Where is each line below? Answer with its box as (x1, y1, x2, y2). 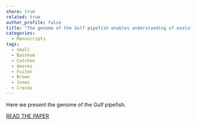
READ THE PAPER (6, 112, 49, 119)
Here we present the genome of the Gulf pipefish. (6, 101, 126, 108)
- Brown (11, 74, 30, 80)
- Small (11, 47, 30, 53)
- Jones (11, 80, 30, 86)
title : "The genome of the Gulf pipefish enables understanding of (6, 25, 175, 31)
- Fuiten (11, 69, 33, 75)
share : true (6, 8, 35, 15)
